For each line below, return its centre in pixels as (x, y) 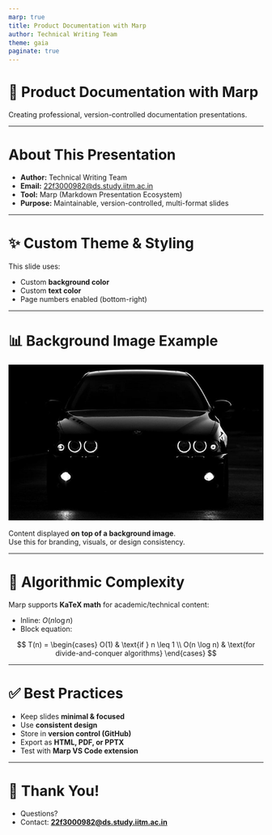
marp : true (27, 17)
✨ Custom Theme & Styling (101, 244)
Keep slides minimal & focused (72, 716)
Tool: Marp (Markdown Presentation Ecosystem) (101, 195)
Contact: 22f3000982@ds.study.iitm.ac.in (93, 822)
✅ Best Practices (66, 694)
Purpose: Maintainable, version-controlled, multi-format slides (124, 203)
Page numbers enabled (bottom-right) (83, 299)
